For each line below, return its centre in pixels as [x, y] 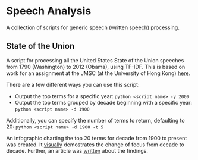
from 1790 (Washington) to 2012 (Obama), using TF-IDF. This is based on [96, 67]
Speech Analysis [49, 11]
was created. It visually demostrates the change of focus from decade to [95, 145]
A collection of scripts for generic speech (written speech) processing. [93, 27]
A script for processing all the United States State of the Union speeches [95, 60]
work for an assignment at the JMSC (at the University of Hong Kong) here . [98, 73]
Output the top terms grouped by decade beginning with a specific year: [103, 102]
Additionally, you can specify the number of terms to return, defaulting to [96, 120]
